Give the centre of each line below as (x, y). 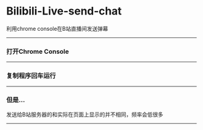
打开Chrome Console (38, 51)
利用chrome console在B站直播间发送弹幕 (57, 28)
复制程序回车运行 (31, 76)
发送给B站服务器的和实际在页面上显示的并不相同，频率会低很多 (85, 114)
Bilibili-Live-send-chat (64, 11)
